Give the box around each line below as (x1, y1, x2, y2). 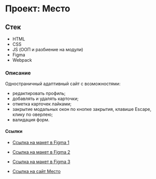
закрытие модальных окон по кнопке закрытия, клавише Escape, (12, 106, 152, 112)
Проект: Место (5, 3, 71, 14)
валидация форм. (12, 117, 50, 123)
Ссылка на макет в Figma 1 (12, 139, 70, 145)
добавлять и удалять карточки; (12, 95, 78, 102)
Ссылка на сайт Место (12, 168, 61, 174)
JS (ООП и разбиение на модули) (12, 47, 83, 52)
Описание (5, 69, 31, 76)
